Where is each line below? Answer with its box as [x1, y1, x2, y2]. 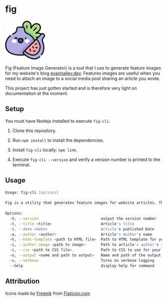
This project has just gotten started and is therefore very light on [5, 85, 137, 91]
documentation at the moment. [5, 90, 69, 96]
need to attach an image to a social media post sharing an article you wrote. [5, 75, 161, 81]
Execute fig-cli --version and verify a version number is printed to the [12, 156, 161, 162]
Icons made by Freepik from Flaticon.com [5, 290, 90, 296]
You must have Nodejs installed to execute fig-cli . [5, 118, 110, 124]
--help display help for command [9, 263, 155, 268]
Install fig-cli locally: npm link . [12, 147, 78, 152]
